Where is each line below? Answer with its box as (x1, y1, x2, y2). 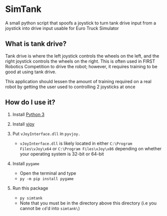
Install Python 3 (12, 111, 45, 117)
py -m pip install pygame (19, 176, 74, 181)
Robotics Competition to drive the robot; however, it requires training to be (5, 63, 158, 69)
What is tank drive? (5, 40, 67, 48)
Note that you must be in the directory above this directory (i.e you (19, 200, 157, 206)
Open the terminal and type (19, 170, 76, 176)
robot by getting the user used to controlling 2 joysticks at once (5, 84, 136, 90)
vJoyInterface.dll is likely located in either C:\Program (19, 140, 133, 146)
